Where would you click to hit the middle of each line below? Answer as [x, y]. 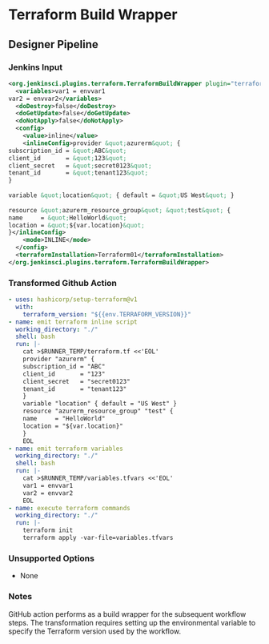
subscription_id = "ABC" [64, 366]
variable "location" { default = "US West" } [100, 404]
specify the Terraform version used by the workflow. [95, 631]
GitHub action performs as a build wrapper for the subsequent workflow [127, 614]
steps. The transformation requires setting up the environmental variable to [132, 622]
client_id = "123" [64, 374]
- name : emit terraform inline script [73, 322]
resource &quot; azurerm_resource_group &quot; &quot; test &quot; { [119, 210]
